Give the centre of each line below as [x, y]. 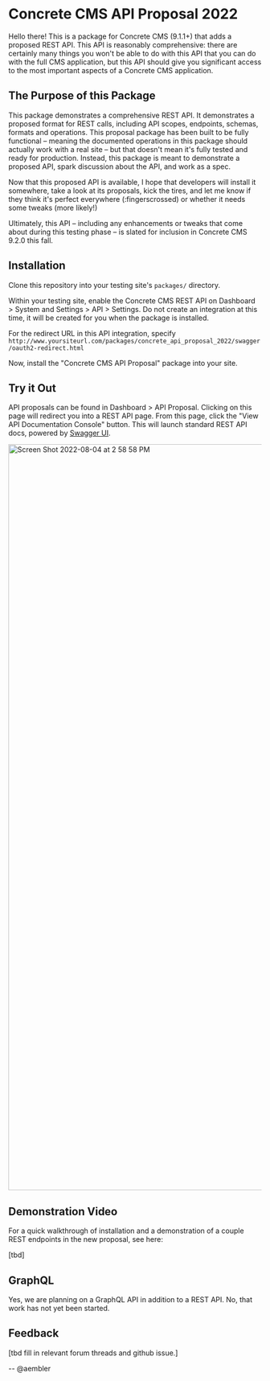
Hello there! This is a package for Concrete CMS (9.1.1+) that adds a [120, 36]
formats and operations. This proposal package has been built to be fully [129, 132]
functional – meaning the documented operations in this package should [128, 141]
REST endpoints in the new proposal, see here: [86, 1239]
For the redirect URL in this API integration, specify [92, 333]
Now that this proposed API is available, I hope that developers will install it [132, 182]
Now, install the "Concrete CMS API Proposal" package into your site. [123, 363]
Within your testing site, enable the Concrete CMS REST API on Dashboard [132, 300]
